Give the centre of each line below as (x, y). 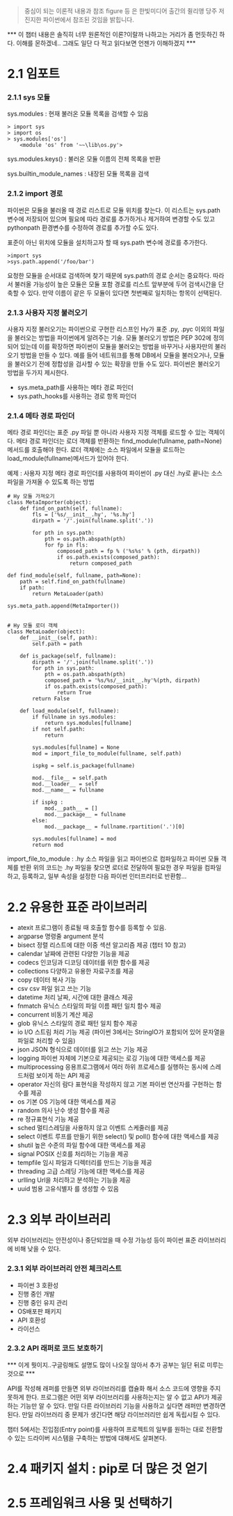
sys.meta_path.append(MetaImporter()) (63, 606)
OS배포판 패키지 (39, 1311)
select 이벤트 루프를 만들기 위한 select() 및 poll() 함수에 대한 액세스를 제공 (118, 1136)
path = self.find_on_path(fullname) (73, 582)
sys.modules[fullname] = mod (74, 839)
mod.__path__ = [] (71, 808)
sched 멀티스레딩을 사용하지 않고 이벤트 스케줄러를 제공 (93, 1128)
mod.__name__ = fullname (68, 790)
